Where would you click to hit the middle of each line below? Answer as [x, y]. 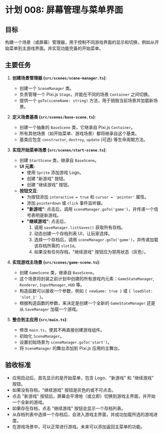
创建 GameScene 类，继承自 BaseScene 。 [58, 272]
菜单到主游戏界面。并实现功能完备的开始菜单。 [56, 48]
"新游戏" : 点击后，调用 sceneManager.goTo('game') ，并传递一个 [90, 209]
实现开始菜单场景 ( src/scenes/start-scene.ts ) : [59, 150]
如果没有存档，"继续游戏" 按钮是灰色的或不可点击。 [64, 390]
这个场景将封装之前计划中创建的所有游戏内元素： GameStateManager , [87, 278]
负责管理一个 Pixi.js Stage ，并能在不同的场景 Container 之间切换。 [86, 94]
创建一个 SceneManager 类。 [47, 88]
